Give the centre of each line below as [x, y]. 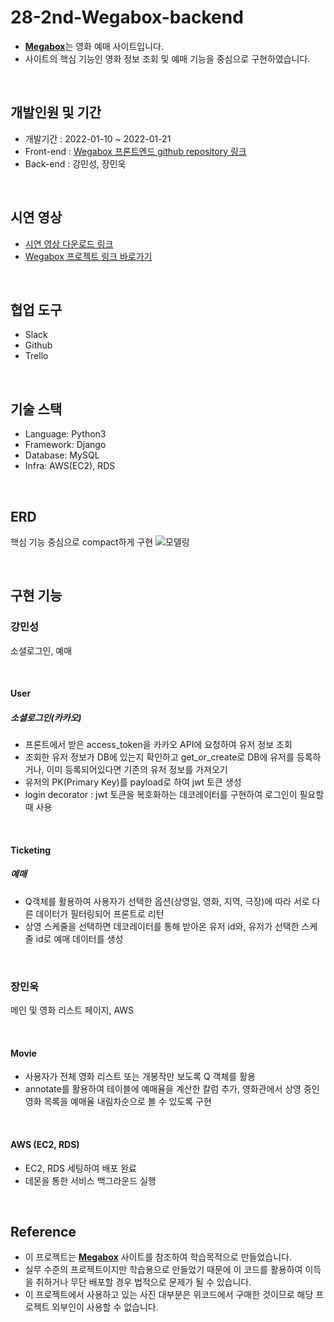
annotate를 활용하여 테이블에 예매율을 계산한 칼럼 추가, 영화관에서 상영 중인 [172, 1089]
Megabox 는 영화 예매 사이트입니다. [94, 46]
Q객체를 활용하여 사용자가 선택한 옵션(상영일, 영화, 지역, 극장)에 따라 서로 [167, 901]
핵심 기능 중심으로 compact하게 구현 [82, 542]
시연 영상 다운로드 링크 [69, 243]
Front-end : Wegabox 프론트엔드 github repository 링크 [135, 151]
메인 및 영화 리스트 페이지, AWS [72, 1010]
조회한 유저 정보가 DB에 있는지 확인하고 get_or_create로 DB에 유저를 [159, 757]
